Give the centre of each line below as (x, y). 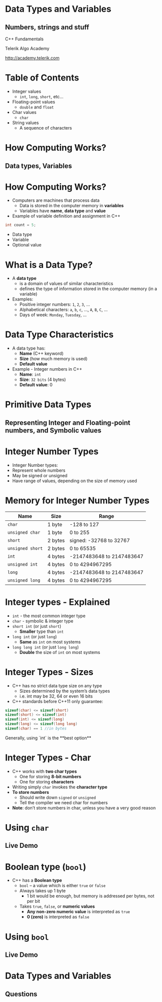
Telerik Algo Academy (27, 48)
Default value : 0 (36, 385)
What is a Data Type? (49, 265)
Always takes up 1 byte (43, 891)
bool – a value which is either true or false (63, 886)
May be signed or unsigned (40, 475)
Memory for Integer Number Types (77, 501)
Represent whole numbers (39, 470)
